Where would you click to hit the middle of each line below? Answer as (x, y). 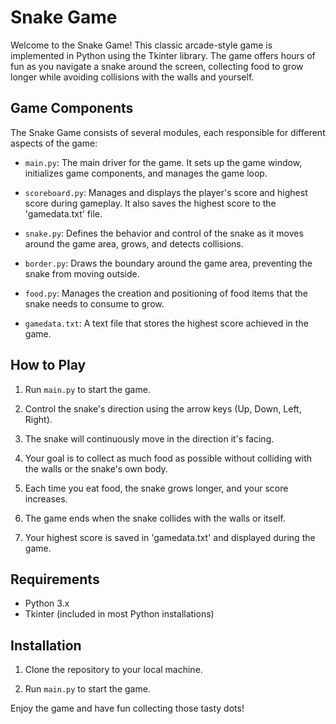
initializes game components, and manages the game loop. (146, 173)
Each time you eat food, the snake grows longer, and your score (156, 488)
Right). (38, 419)
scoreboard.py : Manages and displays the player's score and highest (166, 192)
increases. (46, 498)
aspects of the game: (54, 143)
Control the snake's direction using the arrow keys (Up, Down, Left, (163, 408)
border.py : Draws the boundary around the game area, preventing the (168, 263)
